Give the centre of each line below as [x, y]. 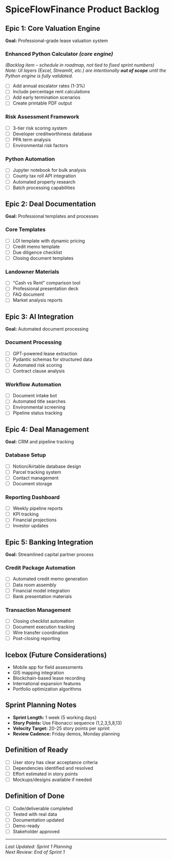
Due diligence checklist [37, 252]
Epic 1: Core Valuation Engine [53, 28]
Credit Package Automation [40, 568]
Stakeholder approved [36, 832]
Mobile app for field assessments [48, 667]
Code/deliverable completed [43, 808]
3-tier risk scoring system [40, 128]
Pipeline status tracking [37, 413]
